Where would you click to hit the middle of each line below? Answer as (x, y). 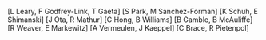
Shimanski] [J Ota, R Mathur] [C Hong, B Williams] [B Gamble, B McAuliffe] (130, 20)
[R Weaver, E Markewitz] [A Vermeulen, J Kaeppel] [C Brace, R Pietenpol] (128, 28)
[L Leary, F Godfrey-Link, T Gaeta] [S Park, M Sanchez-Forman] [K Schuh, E (133, 11)
